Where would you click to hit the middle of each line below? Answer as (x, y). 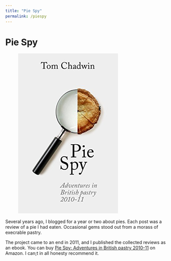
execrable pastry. (23, 232)
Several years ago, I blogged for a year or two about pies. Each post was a (84, 222)
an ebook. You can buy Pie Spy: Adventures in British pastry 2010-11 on (80, 248)
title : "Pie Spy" (24, 11)
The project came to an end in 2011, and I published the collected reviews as (86, 243)
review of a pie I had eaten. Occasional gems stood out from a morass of (82, 227)
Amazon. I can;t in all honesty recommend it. (52, 253)
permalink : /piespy (26, 16)
